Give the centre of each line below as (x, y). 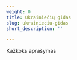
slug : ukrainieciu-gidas (37, 23)
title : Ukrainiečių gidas (38, 17)
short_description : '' (35, 28)
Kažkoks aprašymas (31, 51)
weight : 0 (19, 12)
